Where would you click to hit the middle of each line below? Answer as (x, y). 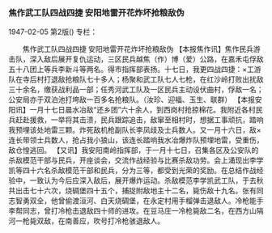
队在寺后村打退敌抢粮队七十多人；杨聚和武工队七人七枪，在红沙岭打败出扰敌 (136, 79)
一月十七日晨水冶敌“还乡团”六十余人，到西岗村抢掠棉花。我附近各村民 (146, 110)
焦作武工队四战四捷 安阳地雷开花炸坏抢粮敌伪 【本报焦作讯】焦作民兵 (138, 49)
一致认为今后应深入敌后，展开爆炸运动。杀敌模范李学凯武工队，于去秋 (147, 180)
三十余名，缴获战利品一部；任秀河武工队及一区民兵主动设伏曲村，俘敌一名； (136, 90)
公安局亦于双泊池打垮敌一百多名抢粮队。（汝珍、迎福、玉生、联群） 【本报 (132, 100)
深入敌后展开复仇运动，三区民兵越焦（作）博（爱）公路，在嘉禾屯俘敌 (147, 59)
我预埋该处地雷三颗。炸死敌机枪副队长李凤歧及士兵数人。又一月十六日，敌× (135, 130)
